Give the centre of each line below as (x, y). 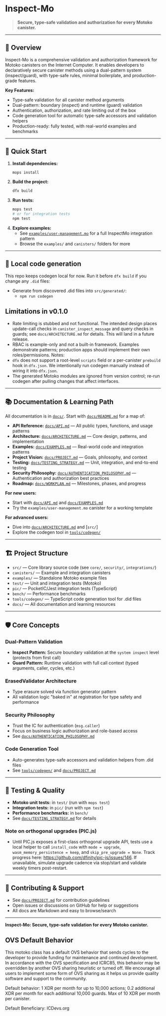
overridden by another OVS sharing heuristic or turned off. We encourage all (83, 968)
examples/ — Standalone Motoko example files (60, 578)
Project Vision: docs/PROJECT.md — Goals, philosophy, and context (80, 457)
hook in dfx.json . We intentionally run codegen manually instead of (81, 365)
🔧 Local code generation (43, 264)
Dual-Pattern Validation (34, 641)
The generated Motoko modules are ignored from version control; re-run (86, 376)
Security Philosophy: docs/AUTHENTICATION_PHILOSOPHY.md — (74, 473)
